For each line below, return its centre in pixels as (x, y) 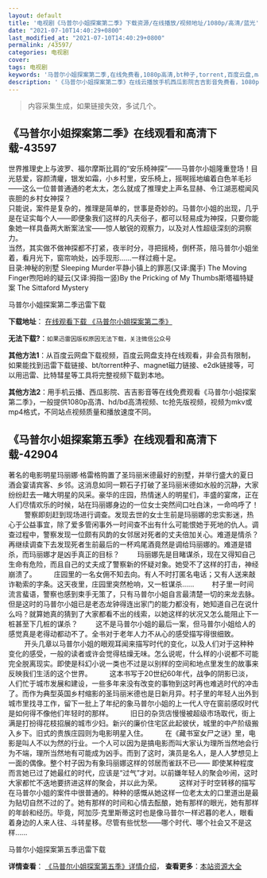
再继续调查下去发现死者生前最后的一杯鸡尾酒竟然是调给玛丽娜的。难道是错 (130, 544)
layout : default (35, 15)
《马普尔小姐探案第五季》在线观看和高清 (107, 439)
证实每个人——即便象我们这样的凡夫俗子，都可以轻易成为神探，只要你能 (140, 219)
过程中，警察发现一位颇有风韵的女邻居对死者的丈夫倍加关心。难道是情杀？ (137, 535)
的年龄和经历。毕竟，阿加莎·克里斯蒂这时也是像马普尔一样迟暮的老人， (124, 813)
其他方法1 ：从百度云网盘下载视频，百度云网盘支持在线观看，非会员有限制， (132, 355)
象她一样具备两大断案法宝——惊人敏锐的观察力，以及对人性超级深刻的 (123, 228)
